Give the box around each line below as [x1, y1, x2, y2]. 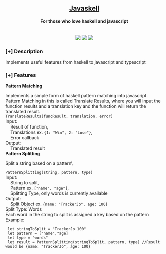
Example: [5, 217, 25, 223]
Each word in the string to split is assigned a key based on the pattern [5, 212, 149, 218]
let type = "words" [7, 235, 49, 240]
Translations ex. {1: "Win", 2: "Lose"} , [10, 129, 93, 135]
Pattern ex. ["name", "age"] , [10, 185, 69, 191]
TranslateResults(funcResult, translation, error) [5, 114, 113, 119]
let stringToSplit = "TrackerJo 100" [7, 227, 86, 232]
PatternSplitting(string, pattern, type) [5, 170, 93, 175]
